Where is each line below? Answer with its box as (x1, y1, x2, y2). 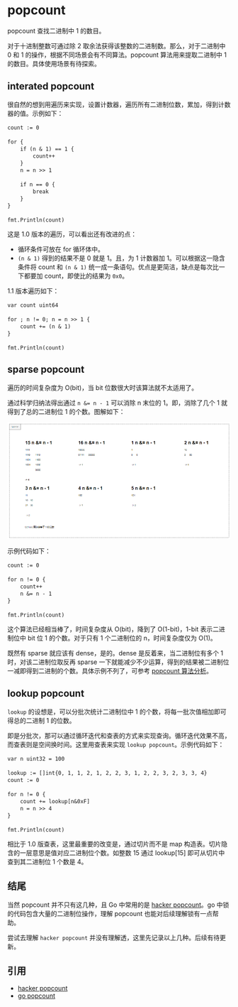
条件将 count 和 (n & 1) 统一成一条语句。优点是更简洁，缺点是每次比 (17, 262, 220, 271)
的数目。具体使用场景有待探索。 (7, 59, 101, 67)
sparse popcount (7, 364, 85, 376)
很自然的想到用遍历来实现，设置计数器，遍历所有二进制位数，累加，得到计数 (7, 100, 231, 109)
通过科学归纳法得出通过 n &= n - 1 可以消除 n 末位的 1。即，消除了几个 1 (7, 398, 220, 407)
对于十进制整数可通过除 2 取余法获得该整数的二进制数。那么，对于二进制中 (7, 41, 226, 50)
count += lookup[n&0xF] (20, 798, 91, 805)
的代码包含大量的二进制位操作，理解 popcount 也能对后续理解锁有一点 (7, 909, 212, 918)
